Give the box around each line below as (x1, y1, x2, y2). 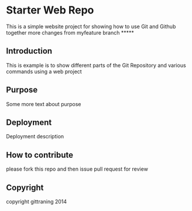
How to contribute (6, 150, 74, 160)
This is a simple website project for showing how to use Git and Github (6, 23, 176, 30)
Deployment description (6, 133, 64, 140)
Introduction (6, 46, 53, 56)
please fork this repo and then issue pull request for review (6, 165, 148, 173)
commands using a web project (6, 68, 82, 75)
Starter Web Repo (6, 4, 94, 17)
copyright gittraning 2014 (6, 198, 67, 205)
